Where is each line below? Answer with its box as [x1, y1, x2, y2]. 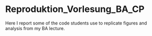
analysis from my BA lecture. [5, 25, 65, 31]
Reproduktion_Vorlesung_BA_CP [5, 3, 145, 15]
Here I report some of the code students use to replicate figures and [5, 20, 147, 26]
